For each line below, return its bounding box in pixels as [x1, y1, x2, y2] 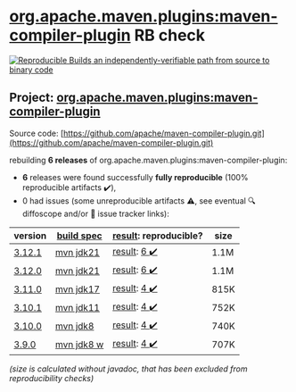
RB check [134, 25, 206, 46]
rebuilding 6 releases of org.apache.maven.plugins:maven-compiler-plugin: [9, 154, 288, 165]
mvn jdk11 [54, 302, 101, 314]
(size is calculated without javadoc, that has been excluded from [9, 363, 248, 374]
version [13, 229, 47, 242]
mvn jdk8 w [54, 338, 104, 351]
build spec [56, 229, 103, 242]
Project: [9, 90, 54, 105]
